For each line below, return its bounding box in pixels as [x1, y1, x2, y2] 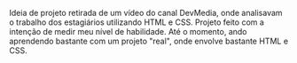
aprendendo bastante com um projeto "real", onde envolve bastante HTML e [9, 35, 289, 46]
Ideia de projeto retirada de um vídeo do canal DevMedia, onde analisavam [9, 8, 283, 18]
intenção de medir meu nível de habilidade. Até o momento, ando [9, 27, 247, 36]
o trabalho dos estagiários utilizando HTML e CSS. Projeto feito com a [9, 17, 264, 28]
